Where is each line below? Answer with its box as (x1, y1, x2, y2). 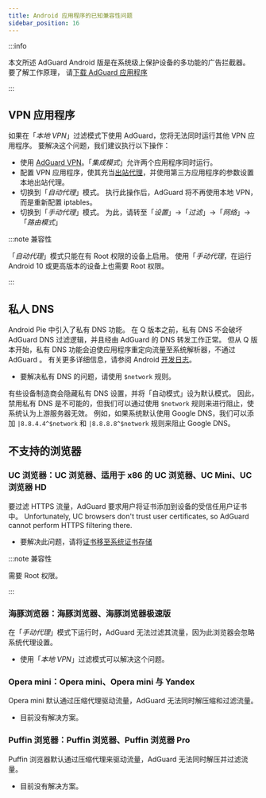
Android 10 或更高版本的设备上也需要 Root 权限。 (8, 261, 169, 271)
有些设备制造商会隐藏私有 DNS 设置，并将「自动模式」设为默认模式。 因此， (8, 389, 259, 398)
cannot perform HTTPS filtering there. (8, 520, 133, 530)
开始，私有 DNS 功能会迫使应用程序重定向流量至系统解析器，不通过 (14, 345, 236, 354)
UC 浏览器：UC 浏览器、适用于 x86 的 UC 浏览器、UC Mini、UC (8, 470, 253, 481)
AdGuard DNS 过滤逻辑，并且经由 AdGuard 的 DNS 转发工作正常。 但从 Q (8, 335, 249, 345)
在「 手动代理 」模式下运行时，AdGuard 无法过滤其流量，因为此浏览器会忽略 (8, 628, 256, 637)
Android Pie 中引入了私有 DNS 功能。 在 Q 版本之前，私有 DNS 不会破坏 (8, 325, 243, 334)
